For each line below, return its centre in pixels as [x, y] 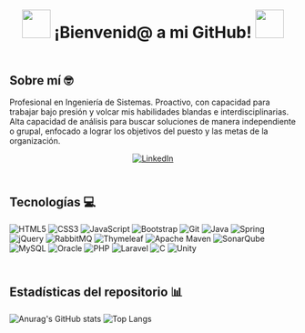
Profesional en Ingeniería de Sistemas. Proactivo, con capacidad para [140, 102]
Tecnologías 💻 [53, 202]
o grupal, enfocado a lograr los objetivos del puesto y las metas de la [139, 131]
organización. [35, 141]
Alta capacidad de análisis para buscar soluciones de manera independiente [152, 121]
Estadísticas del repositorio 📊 [97, 293]
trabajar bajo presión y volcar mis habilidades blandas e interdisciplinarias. [149, 112]
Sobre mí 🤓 [41, 81]
